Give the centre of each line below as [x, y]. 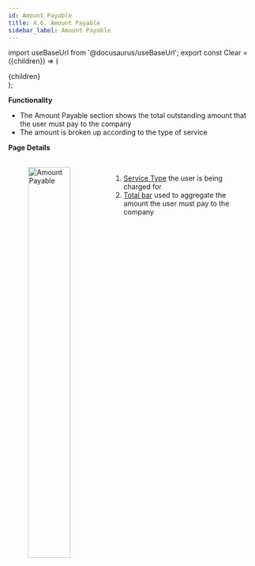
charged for [142, 187]
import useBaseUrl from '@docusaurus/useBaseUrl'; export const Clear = [128, 53]
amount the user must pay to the [176, 203]
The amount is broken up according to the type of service [113, 132]
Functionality [30, 101]
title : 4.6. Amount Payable [54, 23]
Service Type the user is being [173, 178]
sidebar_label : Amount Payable [60, 30]
